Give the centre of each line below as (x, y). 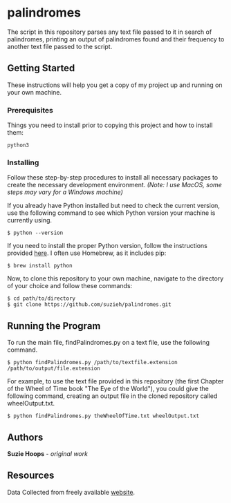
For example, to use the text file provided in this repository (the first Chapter (115, 381)
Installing (23, 162)
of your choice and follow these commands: (70, 286)
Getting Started (41, 68)
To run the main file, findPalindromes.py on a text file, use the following (108, 343)
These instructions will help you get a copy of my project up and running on (115, 85)
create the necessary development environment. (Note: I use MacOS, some (115, 185)
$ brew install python (40, 266)
